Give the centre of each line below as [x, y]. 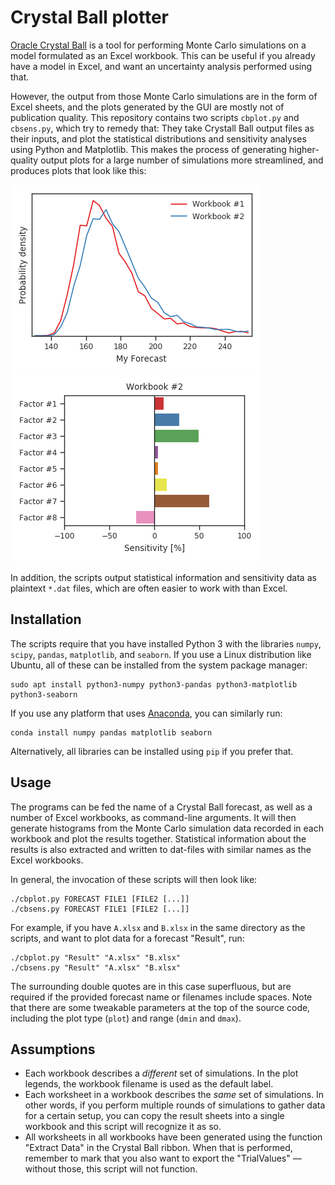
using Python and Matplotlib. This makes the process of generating [148, 149]
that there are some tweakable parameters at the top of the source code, [160, 1007]
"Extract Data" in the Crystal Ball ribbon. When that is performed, [158, 1148]
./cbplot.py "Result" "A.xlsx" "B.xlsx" [96, 957]
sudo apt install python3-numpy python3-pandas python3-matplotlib [154, 684]
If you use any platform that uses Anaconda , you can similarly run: [146, 713]
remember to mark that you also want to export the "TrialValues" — [163, 1158]
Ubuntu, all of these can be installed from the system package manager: [159, 665]
